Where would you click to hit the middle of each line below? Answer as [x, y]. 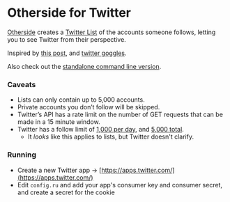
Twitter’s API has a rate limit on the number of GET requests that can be [120, 115]
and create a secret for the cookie [66, 192]
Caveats [22, 84]
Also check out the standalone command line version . [84, 66]
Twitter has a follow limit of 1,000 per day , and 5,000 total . [101, 130]
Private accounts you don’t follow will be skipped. [89, 107]
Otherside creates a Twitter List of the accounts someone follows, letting [112, 32]
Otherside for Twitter [69, 13]
